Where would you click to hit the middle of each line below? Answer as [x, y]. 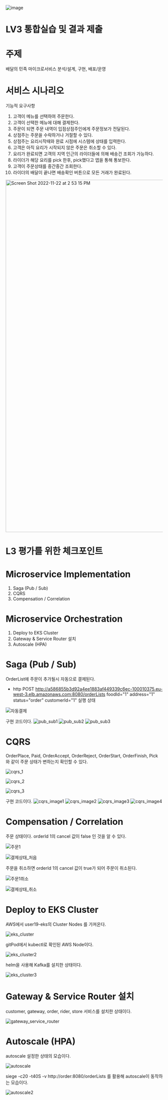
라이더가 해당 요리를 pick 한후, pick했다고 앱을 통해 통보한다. [72, 160]
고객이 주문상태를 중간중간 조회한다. [48, 166]
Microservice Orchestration [64, 619]
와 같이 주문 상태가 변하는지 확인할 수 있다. [47, 762]
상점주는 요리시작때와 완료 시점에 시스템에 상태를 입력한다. [70, 141]
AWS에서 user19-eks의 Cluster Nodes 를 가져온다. [56, 924]
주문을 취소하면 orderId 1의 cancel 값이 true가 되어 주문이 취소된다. [71, 868]
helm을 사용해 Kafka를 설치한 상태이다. [44, 965]
